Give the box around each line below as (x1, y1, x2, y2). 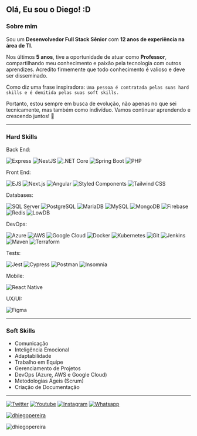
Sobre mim (6, 22, 38, 31)
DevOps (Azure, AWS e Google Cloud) (14, 371, 107, 378)
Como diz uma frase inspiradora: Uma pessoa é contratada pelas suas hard (6, 83, 189, 90)
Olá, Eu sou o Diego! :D (6, 5, 91, 15)
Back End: (6, 146, 30, 153)
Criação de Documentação (14, 384, 80, 391)
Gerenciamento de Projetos (14, 365, 81, 372)
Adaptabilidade (14, 353, 52, 360)
